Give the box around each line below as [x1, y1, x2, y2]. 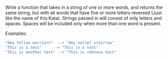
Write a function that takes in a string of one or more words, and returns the [5, 5, 163, 10]
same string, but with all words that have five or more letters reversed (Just [5, 10, 162, 16]
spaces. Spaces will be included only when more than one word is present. [5, 20, 161, 26]
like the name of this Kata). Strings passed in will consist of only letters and [5, 15, 162, 21]
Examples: [5, 31, 27, 36]
